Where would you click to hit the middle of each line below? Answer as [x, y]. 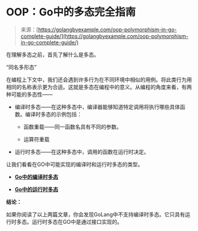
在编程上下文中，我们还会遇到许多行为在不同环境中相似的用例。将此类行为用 [99, 80]
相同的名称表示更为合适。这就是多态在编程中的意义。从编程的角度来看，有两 [99, 87]
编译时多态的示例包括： [54, 114]
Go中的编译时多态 [36, 177]
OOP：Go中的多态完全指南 [71, 12]
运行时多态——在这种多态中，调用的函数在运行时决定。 [82, 151]
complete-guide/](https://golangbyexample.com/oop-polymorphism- [104, 36]
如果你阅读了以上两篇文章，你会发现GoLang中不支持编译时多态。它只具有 [96, 214]
